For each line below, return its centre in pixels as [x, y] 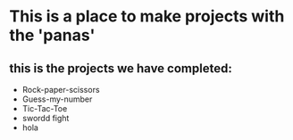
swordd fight [46, 118]
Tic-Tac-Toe [45, 108]
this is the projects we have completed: [121, 68]
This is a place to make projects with [147, 16]
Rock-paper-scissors [61, 90]
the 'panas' [52, 35]
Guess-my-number [57, 99]
